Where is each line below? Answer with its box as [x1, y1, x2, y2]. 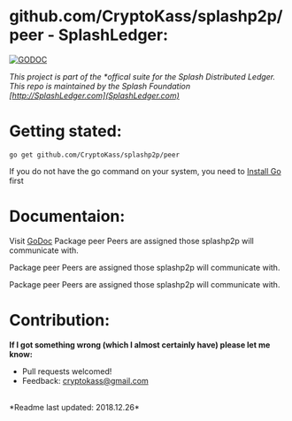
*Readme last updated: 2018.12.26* [9, 402, 140, 412]
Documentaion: [9, 206, 126, 226]
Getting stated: [9, 121, 122, 142]
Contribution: [9, 310, 111, 330]
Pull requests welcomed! [21, 365, 112, 377]
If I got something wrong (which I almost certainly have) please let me [9, 339, 271, 350]
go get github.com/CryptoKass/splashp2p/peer [9, 150, 180, 159]
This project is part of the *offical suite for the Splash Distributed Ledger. [9, 71, 276, 81]
